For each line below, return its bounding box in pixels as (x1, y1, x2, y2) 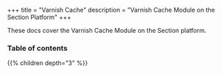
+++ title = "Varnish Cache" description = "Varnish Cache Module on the (7, 6, 215, 14)
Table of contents (7, 43, 68, 53)
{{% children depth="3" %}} (7, 59, 88, 67)
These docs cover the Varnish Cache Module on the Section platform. (7, 27, 207, 34)
